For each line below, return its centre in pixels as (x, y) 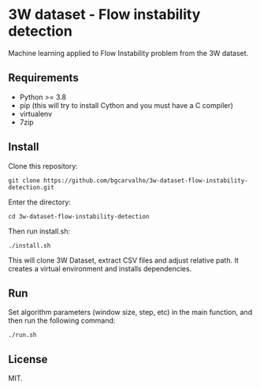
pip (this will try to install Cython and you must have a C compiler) (126, 105)
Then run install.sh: (39, 231)
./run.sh (22, 335)
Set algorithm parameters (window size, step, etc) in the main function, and (130, 312)
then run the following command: (62, 320)
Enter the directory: (39, 202)
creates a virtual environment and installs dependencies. (100, 268)
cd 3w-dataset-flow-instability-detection (79, 216)
